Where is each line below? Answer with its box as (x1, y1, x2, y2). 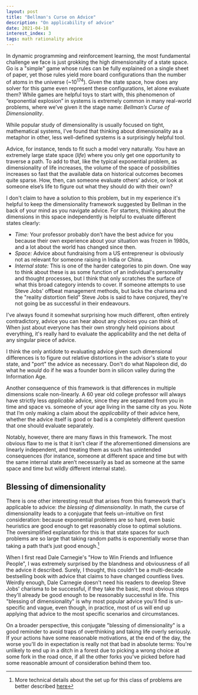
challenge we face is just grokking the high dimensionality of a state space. (6, 58, 189, 66)
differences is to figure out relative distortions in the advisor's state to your (6, 354, 187, 361)
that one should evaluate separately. (6, 422, 94, 429)
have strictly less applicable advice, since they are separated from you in (6, 397, 184, 404)
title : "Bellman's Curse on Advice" (6, 14, 96, 20)
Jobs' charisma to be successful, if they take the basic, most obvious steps (6, 585, 189, 592)
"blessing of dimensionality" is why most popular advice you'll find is (6, 598, 174, 605)
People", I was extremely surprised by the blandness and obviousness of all (6, 560, 190, 567)
